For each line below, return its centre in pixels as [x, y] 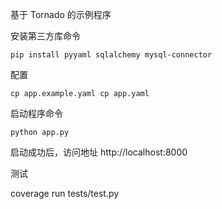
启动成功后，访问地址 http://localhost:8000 [99, 152]
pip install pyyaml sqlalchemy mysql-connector [111, 55]
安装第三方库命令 [45, 36]
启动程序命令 [36, 113]
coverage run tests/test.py [65, 193]
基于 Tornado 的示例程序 [61, 14]
